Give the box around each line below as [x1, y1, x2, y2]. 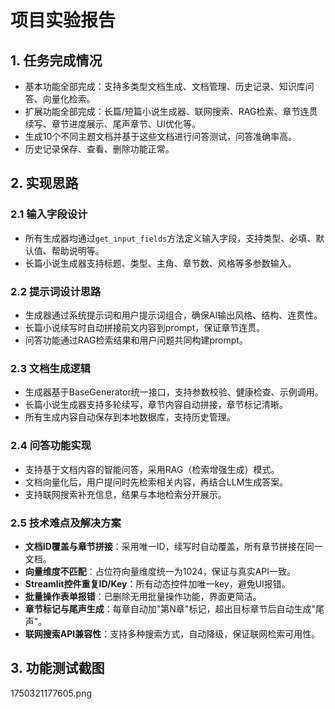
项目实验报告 [10, 9, 117, 32]
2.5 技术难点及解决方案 [10, 516, 122, 530]
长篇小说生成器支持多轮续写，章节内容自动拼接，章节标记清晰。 [24, 399, 288, 411]
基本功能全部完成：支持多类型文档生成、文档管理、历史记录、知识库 [24, 81, 306, 92]
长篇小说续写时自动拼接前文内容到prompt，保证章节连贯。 [24, 321, 266, 333]
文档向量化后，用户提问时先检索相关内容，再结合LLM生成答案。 [24, 476, 289, 488]
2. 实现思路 [10, 175, 79, 192]
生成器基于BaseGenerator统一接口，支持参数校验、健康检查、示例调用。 [24, 386, 324, 398]
